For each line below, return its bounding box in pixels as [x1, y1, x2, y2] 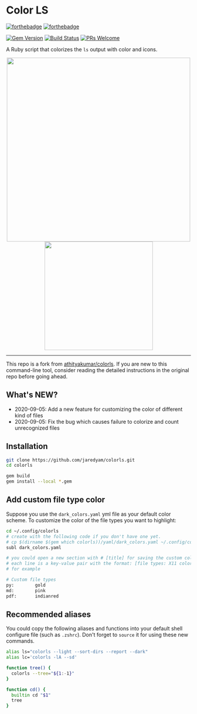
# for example [6, 566, 41, 572]
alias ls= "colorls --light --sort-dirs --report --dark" [6, 649, 148, 655]
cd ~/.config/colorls [6, 528, 59, 534]
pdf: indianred [6, 593, 59, 599]
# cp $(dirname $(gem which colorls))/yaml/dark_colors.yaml [6, 539, 159, 545]
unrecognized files [14, 424, 60, 431]
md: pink [6, 587, 46, 593]
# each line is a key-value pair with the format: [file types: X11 [6, 560, 177, 567]
